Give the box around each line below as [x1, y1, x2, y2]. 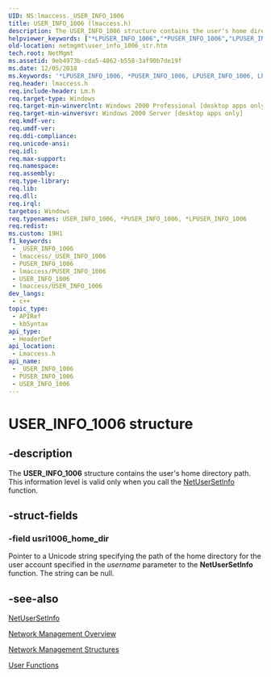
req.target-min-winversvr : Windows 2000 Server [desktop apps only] [8, 110, 244, 118]
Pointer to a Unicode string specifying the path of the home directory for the [8, 551, 262, 561]
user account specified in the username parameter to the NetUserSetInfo [8, 560, 254, 570]
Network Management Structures [8, 645, 119, 654]
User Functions [8, 660, 59, 670]
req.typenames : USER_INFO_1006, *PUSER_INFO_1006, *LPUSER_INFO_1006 [8, 215, 248, 223]
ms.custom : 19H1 [8, 229, 63, 238]
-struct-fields [8, 508, 78, 522]
